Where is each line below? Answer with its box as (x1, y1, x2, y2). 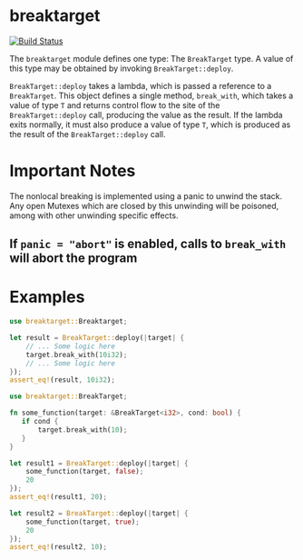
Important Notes (9, 161, 136, 182)
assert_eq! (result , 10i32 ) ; (9, 375, 116, 385)
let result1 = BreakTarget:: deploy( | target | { (9, 458, 189, 468)
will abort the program (9, 251, 138, 266)
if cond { (21, 417, 59, 426)
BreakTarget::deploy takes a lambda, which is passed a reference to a (9, 80, 272, 91)
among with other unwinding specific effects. (9, 210, 179, 221)
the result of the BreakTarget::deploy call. (9, 128, 166, 139)
